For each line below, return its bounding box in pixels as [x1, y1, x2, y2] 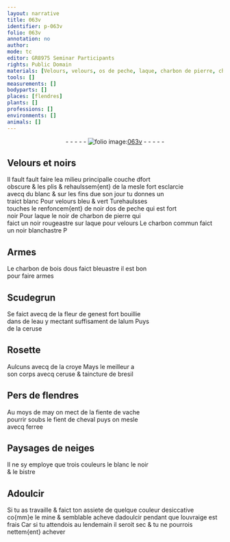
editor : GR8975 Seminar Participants [7, 55, 115, 62]
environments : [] [7, 112, 57, 119]
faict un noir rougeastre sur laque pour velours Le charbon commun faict [7, 219, 213, 227]
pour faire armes [7, 272, 54, 280]
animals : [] [7, 118, 41, 126]
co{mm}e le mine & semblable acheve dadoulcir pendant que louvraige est [7, 513, 218, 521]
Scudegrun [7, 292, 56, 303]
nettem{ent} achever [7, 528, 66, 536]
